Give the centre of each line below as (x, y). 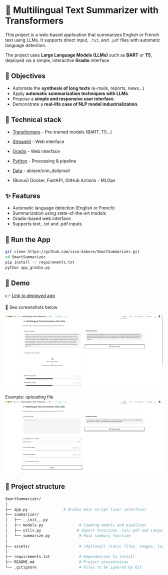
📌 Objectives (25, 76)
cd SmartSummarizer (25, 257)
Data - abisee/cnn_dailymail (41, 170)
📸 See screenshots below (31, 307)
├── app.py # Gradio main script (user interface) (76, 509)
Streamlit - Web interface (38, 141)
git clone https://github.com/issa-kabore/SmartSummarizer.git (72, 252)
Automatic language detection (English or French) (63, 208)
